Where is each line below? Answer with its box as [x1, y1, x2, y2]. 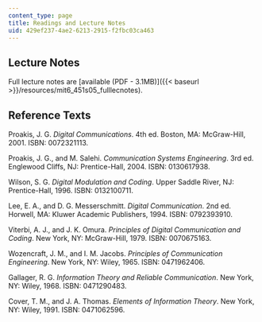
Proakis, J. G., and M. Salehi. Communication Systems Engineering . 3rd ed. [8, 153, 254, 163]
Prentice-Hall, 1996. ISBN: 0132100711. [8, 186, 133, 195]
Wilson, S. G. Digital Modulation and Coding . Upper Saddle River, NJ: [8, 177, 234, 187]
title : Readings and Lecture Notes [8, 19, 126, 27]
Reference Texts [8, 108, 91, 122]
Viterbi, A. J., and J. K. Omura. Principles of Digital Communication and [8, 225, 241, 235]
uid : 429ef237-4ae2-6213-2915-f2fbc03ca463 [8, 26, 155, 34]
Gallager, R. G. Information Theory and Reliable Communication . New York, [8, 273, 254, 282]
